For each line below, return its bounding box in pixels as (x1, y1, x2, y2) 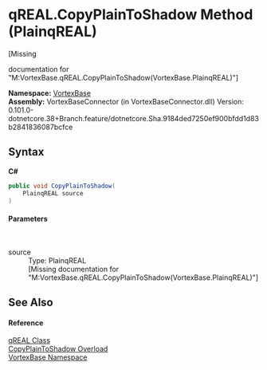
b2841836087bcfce (8, 122, 73, 132)
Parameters (8, 214, 48, 223)
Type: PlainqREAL (28, 255, 87, 265)
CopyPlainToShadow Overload (8, 344, 108, 354)
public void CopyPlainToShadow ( (8, 182, 116, 190)
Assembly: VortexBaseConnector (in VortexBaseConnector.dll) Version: (8, 96, 245, 106)
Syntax (8, 145, 45, 159)
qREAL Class (8, 336, 50, 345)
